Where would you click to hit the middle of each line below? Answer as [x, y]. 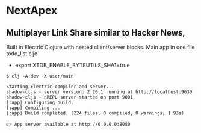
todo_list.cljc [22, 54]
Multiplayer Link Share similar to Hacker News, [96, 33]
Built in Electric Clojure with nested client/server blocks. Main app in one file [101, 47]
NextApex [32, 11]
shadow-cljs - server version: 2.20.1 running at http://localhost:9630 [99, 92]
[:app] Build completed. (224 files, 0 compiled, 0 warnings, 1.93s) [95, 113]
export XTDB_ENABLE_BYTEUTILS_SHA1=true [73, 65]
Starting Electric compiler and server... [60, 87]
